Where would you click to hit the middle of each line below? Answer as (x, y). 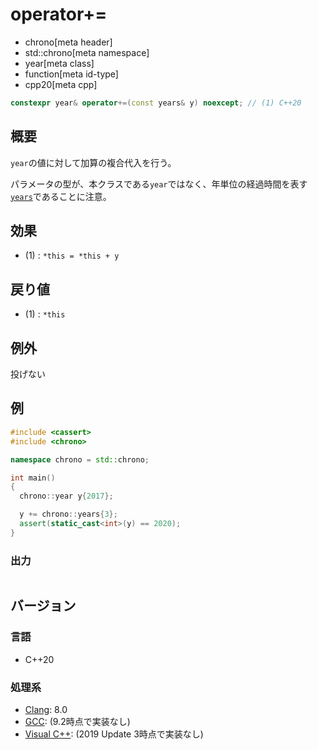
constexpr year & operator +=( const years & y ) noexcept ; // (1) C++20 (156, 103)
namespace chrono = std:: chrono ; (80, 459)
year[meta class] (59, 63)
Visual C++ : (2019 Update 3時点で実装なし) (114, 734)
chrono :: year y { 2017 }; (66, 496)
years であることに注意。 (61, 196)
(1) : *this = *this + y (72, 255)
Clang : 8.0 (46, 710)
